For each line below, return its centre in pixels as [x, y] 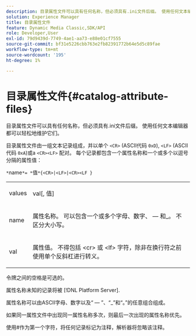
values [18, 193]
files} [20, 109]
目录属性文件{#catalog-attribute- [87, 96]
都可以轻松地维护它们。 [34, 133]
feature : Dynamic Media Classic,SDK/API [56, 28]
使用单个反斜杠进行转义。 [68, 257]
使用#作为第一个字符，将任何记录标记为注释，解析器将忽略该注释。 [87, 327]
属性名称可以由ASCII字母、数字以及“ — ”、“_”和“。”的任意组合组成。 [87, 303]
